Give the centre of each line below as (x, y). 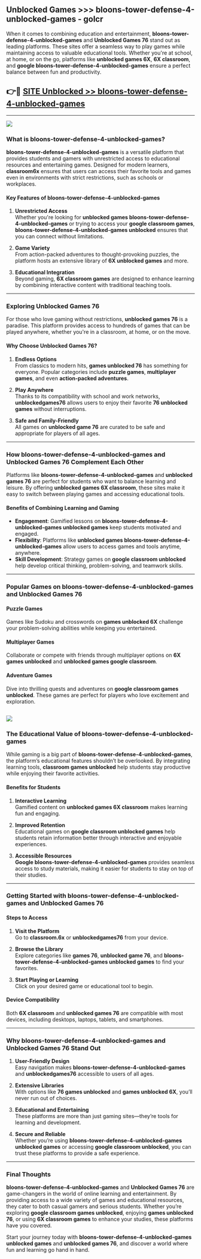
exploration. (21, 701)
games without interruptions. (51, 409)
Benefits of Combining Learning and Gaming (63, 508)
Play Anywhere (34, 390)
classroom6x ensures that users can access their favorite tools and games (99, 171)
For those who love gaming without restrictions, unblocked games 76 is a (97, 319)
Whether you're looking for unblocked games (71, 218)
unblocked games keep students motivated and (122, 527)
